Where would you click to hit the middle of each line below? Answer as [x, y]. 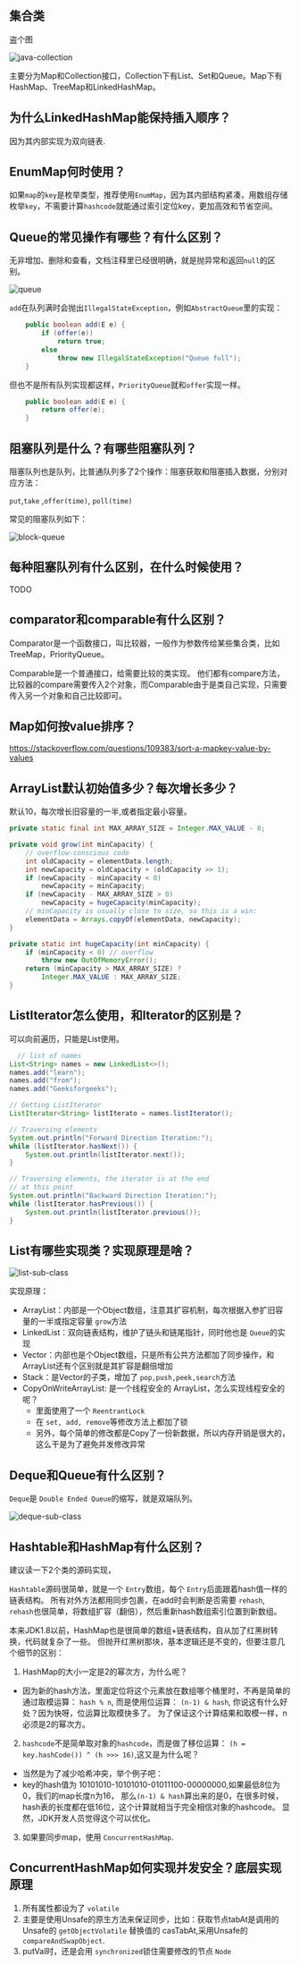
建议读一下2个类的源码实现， [62, 1570]
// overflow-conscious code [77, 852]
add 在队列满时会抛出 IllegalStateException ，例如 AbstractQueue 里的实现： [146, 308]
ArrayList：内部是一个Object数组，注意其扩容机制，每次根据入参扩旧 [149, 1310]
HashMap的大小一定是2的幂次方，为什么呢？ [105, 1672]
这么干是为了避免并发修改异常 [90, 1444]
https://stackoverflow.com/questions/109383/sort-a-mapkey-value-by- [140, 749]
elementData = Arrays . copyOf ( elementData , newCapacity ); [133, 919]
